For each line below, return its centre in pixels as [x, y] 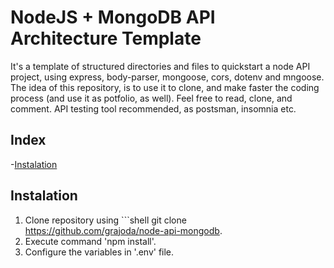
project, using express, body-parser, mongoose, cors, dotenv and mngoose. [167, 77]
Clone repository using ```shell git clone [105, 220]
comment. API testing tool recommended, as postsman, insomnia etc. [153, 108]
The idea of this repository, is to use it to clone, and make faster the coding [165, 87]
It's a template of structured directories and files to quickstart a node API [160, 66]
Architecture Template [106, 38]
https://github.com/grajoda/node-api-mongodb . [123, 230]
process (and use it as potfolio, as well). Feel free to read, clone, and [151, 98]
